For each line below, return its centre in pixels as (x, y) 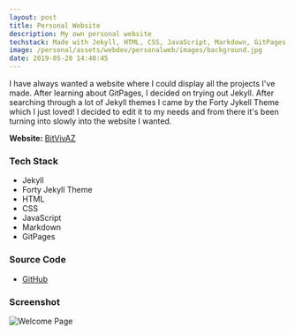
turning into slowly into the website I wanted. (91, 121)
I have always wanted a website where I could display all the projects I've (142, 84)
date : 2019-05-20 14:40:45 (59, 58)
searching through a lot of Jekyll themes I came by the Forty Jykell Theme (144, 102)
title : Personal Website (55, 26)
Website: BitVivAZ (43, 138)
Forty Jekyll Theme (57, 190)
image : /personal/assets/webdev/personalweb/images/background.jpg (136, 50)
